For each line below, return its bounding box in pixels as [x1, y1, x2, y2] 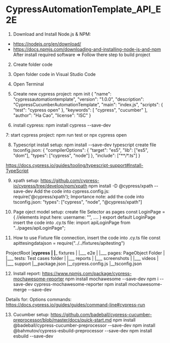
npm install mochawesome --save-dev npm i [65, 276, 159, 282]
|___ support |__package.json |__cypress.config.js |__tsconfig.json [6, 261, 142, 267]
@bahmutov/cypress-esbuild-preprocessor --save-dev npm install [13, 327, 152, 333]
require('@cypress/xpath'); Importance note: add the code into [13, 193, 145, 199]
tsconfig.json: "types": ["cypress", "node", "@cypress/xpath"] [13, 199, 142, 205]
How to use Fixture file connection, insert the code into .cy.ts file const [13, 234, 161, 241]
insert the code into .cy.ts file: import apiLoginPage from [13, 219, 131, 226]
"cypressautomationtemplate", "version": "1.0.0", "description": [13, 96, 145, 102]
